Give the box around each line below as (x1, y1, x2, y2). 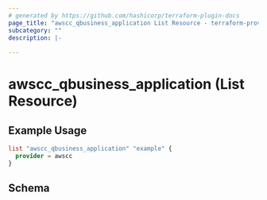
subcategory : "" (8, 26, 62, 34)
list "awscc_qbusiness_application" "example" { (8, 144, 172, 153)
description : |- (8, 33, 62, 42)
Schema (8, 182, 50, 195)
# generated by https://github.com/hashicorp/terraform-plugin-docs (8, 11, 240, 20)
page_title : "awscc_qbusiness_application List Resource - (8, 19, 208, 27)
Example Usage (8, 124, 87, 137)
